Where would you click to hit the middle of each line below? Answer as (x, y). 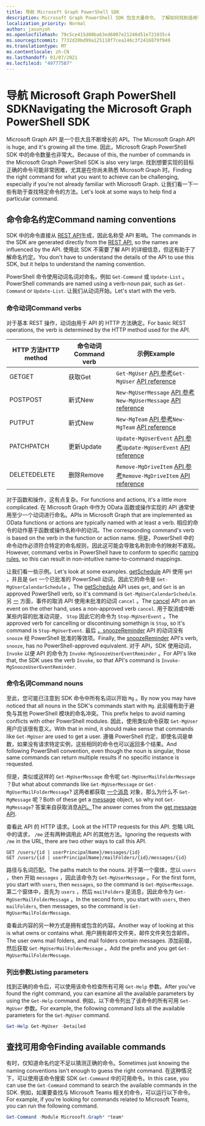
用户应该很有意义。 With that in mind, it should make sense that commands (100, 728)
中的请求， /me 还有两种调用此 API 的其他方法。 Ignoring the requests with (99, 834)
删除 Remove (86, 475)
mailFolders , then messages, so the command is (68, 906)
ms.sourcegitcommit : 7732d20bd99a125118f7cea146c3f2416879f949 (88, 40)
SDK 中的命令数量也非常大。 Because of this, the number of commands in (99, 155)
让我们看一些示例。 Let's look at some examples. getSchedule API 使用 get (100, 571)
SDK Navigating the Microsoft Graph (99, 109)
